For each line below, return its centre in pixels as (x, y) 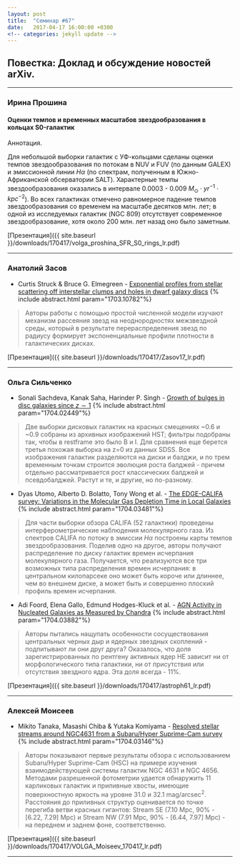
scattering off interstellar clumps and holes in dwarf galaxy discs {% (118, 291)
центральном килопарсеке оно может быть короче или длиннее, (124, 576)
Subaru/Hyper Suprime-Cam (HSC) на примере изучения (111, 763)
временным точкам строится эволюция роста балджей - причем (125, 464)
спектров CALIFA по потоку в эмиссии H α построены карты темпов (129, 538)
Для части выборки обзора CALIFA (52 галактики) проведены (119, 523)
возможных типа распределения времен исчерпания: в (110, 568)
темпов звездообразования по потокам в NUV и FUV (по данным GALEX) (119, 164)
